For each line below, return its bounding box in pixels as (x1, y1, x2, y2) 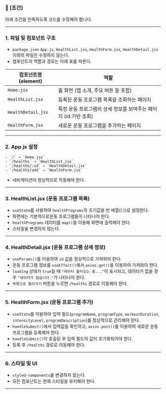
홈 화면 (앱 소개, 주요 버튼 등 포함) (58, 87, 132, 94)
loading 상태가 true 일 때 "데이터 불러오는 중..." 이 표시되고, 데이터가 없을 (12, 268, 153, 274)
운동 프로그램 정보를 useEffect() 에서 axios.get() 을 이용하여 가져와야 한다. (12, 262, 159, 268)
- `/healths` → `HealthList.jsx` (5, 159, 74, 164)
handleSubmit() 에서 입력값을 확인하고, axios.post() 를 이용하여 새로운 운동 (12, 323, 159, 329)
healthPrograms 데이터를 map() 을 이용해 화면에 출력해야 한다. (12, 219, 131, 225)
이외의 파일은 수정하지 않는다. (12, 52, 70, 58)
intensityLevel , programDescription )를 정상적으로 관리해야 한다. (12, 317, 140, 323)
